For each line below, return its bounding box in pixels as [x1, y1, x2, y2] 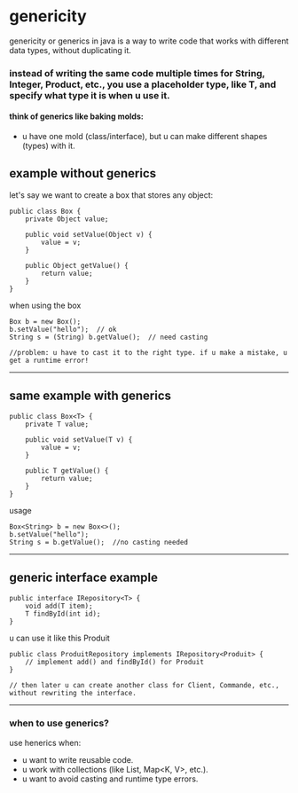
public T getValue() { [25, 466, 109, 475]
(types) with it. [21, 140, 75, 152]
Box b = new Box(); [9, 317, 82, 326]
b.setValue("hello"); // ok [9, 325, 117, 334]
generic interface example [9, 570, 158, 585]
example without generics [9, 166, 157, 181]
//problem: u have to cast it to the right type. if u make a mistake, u [9, 348, 288, 357]
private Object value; [25, 215, 109, 224]
